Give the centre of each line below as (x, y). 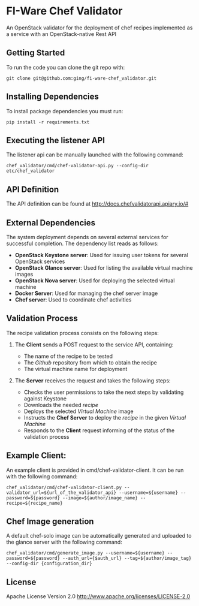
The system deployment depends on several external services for (88, 237)
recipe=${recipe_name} (34, 503)
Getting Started (36, 53)
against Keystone (45, 398)
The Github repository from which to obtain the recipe (90, 362)
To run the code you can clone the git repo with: (65, 67)
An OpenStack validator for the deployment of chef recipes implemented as (99, 28)
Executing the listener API (55, 140)
